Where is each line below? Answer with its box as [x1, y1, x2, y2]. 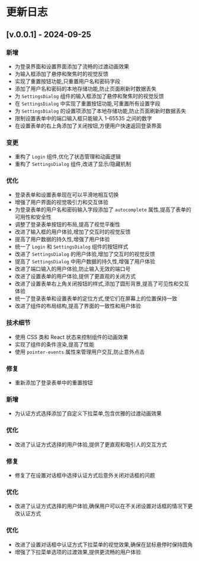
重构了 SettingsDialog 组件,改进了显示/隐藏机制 [14, 161, 131, 168]
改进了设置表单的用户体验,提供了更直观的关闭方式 [14, 273, 136, 280]
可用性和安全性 [14, 213, 52, 221]
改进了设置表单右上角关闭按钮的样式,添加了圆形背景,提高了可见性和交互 [14, 280, 190, 288]
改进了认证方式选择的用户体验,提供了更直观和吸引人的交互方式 [14, 441, 167, 448]
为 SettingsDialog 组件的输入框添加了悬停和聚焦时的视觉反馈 [14, 93, 164, 100]
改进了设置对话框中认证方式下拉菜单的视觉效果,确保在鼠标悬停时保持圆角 [14, 541, 193, 548]
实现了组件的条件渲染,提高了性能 [14, 340, 95, 348]
